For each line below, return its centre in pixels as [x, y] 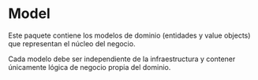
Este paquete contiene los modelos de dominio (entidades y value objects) [129, 35]
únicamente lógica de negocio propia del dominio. [90, 67]
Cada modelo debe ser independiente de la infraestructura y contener [122, 59]
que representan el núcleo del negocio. [72, 43]
